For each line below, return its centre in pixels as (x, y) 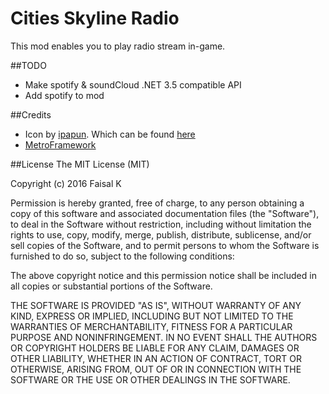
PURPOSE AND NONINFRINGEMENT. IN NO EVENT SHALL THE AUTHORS (164, 337)
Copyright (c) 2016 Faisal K (66, 183)
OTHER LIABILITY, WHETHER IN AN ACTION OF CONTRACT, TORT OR (156, 358)
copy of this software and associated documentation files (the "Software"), (165, 213)
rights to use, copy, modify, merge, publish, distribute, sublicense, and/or (161, 234)
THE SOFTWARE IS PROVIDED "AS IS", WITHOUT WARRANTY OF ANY (156, 305)
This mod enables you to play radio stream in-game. (118, 46)
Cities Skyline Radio (95, 18)
